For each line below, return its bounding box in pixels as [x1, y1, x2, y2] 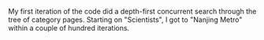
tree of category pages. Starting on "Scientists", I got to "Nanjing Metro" [8, 15, 243, 24]
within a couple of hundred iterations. [8, 24, 130, 32]
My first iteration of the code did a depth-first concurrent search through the [8, 7, 257, 16]
